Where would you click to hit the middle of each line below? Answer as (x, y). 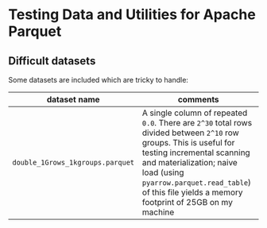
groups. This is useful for (188, 143)
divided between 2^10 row (191, 133)
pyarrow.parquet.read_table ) (197, 182)
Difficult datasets (52, 61)
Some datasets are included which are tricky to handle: (99, 80)
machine (158, 212)
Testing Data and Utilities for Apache (132, 15)
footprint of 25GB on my (187, 202)
